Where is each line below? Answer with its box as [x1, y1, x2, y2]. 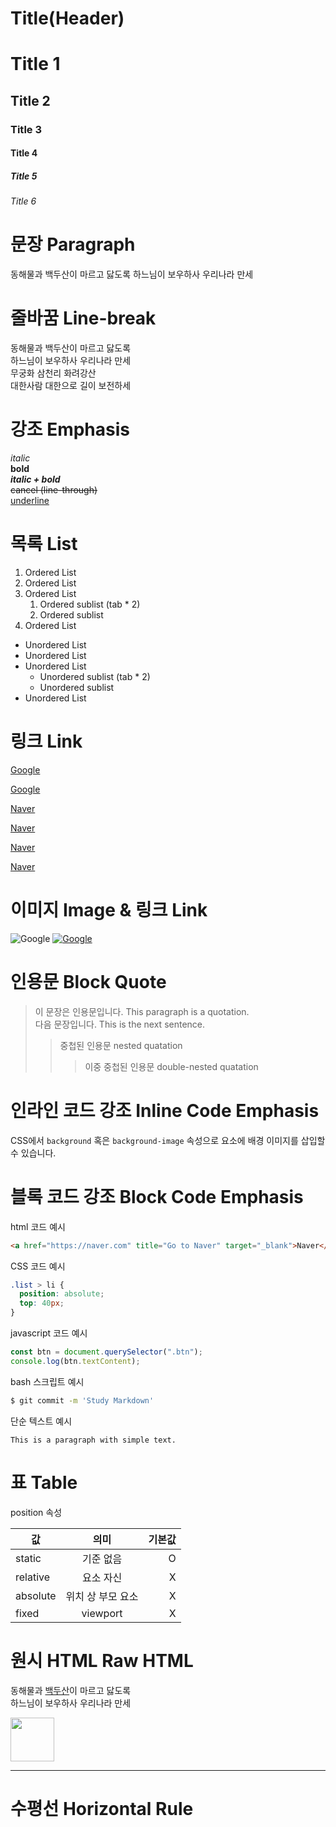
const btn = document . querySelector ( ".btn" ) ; [10, 1347, 203, 1357]
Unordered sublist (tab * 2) [39, 671, 151, 682]
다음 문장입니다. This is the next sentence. [34, 1018, 206, 1030]
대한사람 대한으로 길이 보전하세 [10, 380, 132, 392]
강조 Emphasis [10, 418, 131, 441]
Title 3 [10, 122, 42, 136]
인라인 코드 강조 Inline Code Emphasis [10, 1100, 320, 1122]
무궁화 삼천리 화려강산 [10, 367, 97, 379]
